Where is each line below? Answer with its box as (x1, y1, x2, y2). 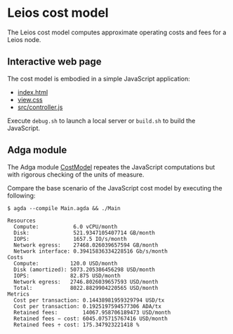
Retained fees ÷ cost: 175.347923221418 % (13, 321, 140, 328)
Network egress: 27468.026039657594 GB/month (13, 242, 159, 249)
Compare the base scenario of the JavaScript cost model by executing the (7, 183, 222, 192)
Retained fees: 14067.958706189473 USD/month (13, 309, 171, 316)
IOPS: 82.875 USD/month (13, 272, 121, 279)
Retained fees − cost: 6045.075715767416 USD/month (13, 315, 168, 322)
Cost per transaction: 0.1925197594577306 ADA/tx (13, 302, 161, 309)
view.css (17, 95, 44, 104)
